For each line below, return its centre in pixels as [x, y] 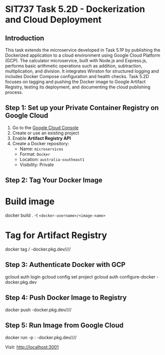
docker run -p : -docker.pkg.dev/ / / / [41, 337]
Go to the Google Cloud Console [45, 127]
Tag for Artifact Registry [56, 235]
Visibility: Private [37, 165]
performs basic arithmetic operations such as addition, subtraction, [74, 66]
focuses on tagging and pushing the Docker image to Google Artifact [76, 82]
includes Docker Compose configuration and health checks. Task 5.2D [77, 76]
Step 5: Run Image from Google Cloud [64, 325]
